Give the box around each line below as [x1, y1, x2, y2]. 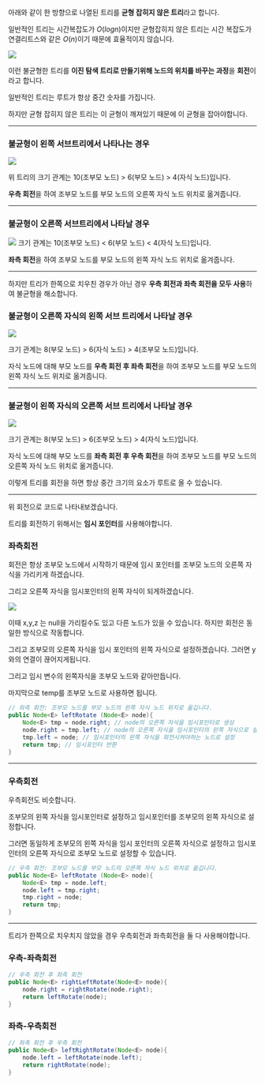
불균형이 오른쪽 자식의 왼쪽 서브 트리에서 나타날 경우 [8, 310, 193, 321]
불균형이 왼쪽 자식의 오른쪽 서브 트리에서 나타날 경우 [8, 400, 193, 411]
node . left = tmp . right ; [22, 886, 101, 895]
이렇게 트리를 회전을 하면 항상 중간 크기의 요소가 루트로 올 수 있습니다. [8, 478, 222, 488]
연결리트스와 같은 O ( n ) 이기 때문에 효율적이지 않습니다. [8, 35, 175, 43]
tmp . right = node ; [22, 894, 83, 902]
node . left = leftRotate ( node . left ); [22, 1053, 144, 1061]
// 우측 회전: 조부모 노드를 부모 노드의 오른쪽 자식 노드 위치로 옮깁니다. [8, 864, 218, 872]
